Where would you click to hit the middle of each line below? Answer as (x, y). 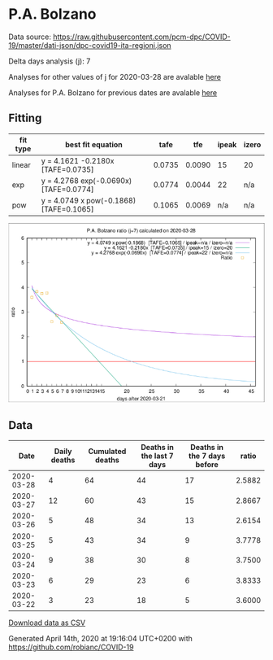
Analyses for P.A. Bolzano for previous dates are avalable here (113, 92)
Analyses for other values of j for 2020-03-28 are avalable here (115, 76)
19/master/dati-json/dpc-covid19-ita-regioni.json (90, 45)
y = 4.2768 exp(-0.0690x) (87, 181)
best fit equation (94, 144)
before (207, 464)
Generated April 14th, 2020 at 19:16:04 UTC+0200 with (101, 638)
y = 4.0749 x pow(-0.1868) (89, 201)
